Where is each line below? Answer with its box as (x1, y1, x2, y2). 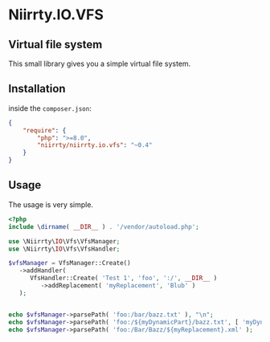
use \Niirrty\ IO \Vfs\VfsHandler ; (8, 245, 121, 253)
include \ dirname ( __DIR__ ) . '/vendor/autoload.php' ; (8, 222, 199, 230)
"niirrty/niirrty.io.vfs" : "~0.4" (37, 141, 153, 149)
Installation (8, 82, 66, 96)
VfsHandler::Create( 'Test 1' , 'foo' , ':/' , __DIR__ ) (29, 275, 218, 283)
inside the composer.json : (8, 103, 92, 113)
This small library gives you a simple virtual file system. (8, 59, 191, 68)
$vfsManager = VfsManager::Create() (8, 259, 131, 267)
